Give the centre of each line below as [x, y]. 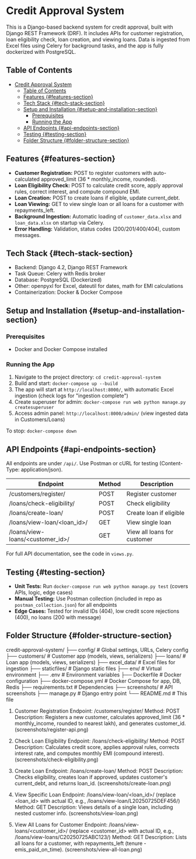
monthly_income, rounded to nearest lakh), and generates [84, 723]
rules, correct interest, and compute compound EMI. [77, 191]
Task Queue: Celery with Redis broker [60, 274]
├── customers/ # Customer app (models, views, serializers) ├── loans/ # [96, 656]
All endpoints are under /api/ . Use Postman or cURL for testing [82, 463]
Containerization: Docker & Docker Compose [68, 292]
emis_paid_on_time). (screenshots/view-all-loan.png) [78, 849]
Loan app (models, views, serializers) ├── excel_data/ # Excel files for [91, 662]
